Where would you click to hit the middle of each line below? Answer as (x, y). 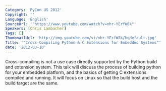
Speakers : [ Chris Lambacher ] (36, 29)
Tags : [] (14, 33)
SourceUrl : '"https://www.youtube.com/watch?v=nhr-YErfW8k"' (71, 24)
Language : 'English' (27, 19)
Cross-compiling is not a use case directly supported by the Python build (81, 61)
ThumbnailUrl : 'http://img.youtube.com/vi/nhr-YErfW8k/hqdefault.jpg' (81, 38)
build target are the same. (32, 83)
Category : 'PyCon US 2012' (34, 10)
